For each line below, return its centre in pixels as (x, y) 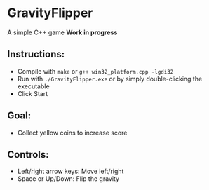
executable (34, 86)
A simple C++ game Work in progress (62, 32)
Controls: (28, 155)
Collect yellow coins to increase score (72, 133)
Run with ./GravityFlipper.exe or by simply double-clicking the (110, 79)
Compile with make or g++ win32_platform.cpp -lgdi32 (95, 71)
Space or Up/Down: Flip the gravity (68, 179)
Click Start (32, 93)
